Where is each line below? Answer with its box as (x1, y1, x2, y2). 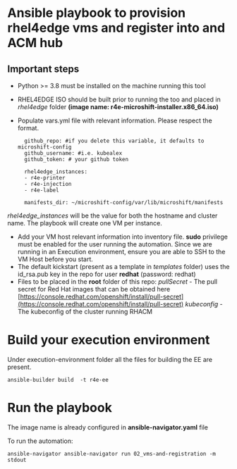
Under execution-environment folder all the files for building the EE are (7, 355, 213, 363)
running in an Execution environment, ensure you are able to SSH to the (17, 248, 226, 256)
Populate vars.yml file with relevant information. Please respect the (17, 116, 213, 125)
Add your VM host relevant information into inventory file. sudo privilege (17, 232, 228, 241)
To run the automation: (7, 437, 73, 445)
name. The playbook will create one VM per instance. (7, 219, 162, 227)
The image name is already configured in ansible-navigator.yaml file (7, 423, 209, 431)
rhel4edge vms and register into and (7, 20, 226, 36)
